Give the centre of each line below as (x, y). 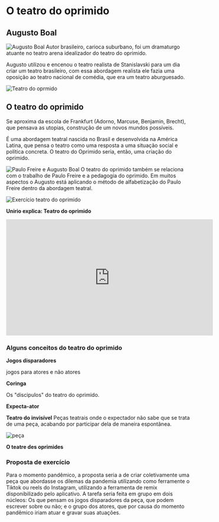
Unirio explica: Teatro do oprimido (49, 211)
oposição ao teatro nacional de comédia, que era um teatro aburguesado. (96, 77)
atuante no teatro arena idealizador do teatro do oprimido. (77, 53)
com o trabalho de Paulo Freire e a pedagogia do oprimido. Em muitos (91, 175)
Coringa (16, 384)
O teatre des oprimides (35, 447)
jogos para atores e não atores (43, 372)
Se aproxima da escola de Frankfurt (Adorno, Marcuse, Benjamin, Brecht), (96, 121)
